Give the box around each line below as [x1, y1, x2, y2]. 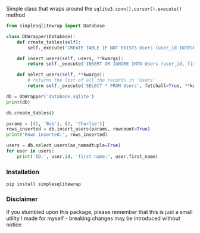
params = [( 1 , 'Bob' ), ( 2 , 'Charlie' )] [6, 120, 105, 127]
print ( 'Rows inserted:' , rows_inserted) [6, 132, 108, 138]
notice [6, 221, 22, 228]
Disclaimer [6, 195, 38, 203]
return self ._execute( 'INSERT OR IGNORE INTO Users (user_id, [27, 61, 185, 67]
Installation [6, 167, 40, 176]
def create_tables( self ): [17, 39, 82, 45]
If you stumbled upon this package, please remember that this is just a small [6, 209, 193, 216]
